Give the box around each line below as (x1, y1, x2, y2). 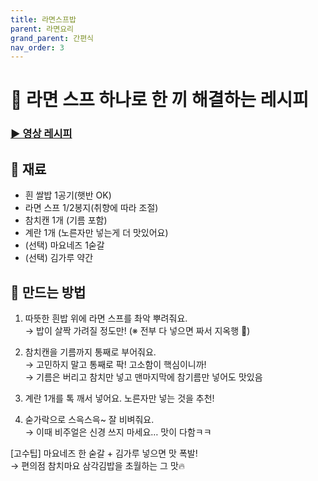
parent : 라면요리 (10, 24, 75, 34)
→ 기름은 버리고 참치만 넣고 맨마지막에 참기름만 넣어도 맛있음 (24, 371, 263, 383)
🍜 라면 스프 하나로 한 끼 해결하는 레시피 (10, 89, 309, 111)
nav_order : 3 (10, 42, 65, 53)
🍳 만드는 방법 (10, 284, 87, 301)
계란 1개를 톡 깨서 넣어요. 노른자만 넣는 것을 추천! (24, 392, 215, 404)
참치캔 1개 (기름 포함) (24, 214, 108, 226)
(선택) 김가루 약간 (24, 252, 94, 264)
